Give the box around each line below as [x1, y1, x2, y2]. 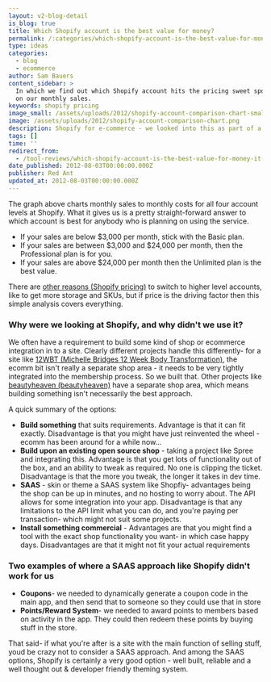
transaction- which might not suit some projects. [19, 514, 181, 525]
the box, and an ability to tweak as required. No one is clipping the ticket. [19, 463, 263, 473]
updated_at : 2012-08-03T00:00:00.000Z [8, 177, 139, 186]
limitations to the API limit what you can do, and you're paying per [19, 506, 239, 516]
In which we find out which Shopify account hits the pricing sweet [15, 86, 251, 95]
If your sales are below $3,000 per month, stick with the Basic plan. [19, 232, 244, 241]
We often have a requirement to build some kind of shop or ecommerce [8, 337, 246, 347]
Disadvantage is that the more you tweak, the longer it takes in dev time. [19, 471, 261, 481]
